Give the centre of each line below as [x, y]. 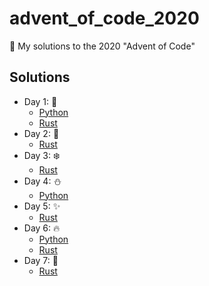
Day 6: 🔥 [42, 228]
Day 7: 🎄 [41, 260]
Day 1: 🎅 [40, 101]
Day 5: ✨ [42, 206]
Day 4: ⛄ [42, 181]
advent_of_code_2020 [104, 18]
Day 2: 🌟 [41, 133]
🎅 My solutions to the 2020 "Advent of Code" [102, 46]
